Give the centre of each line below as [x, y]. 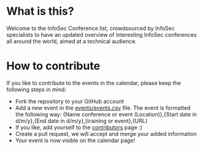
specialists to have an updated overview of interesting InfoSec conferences [102, 34]
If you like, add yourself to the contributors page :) [79, 127]
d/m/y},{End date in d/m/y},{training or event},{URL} [82, 121]
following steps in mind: [36, 89]
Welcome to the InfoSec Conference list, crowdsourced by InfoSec [90, 28]
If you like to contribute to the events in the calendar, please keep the [94, 83]
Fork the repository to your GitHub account [70, 101]
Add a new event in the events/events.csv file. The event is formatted [103, 108]
